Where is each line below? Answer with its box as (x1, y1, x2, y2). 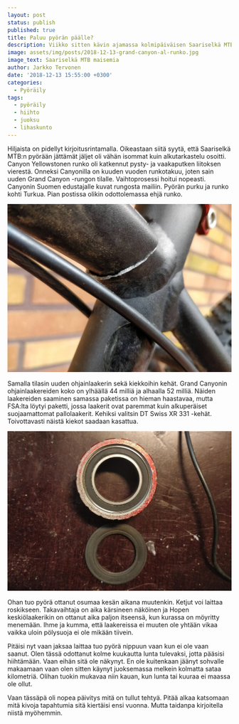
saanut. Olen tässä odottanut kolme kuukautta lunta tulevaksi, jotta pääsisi (7, 649, 225, 658)
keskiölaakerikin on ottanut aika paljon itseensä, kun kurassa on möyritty (7, 612, 220, 622)
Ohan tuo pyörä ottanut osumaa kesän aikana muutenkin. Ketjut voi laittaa (7, 597, 223, 606)
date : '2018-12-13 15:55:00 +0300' (7, 71, 113, 78)
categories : (7, 79, 43, 86)
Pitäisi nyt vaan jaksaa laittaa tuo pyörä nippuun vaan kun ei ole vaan (7, 642, 209, 650)
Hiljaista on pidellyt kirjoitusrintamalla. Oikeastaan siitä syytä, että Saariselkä (7, 144, 231, 153)
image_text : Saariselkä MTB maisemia (7, 57, 119, 64)
